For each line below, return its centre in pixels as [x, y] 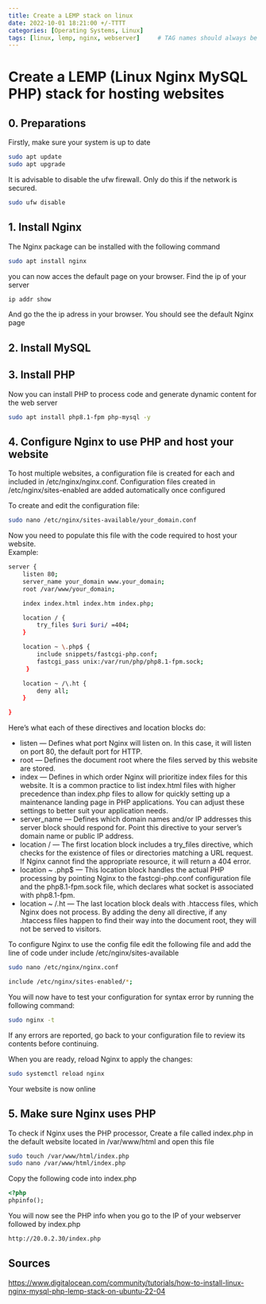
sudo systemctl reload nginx [56, 1073]
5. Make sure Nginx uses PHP [82, 1114]
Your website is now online [52, 1089]
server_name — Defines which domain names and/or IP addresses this [135, 819]
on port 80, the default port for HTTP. [81, 751]
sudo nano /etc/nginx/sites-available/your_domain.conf [102, 520]
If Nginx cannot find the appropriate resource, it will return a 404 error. [135, 862]
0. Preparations [47, 123]
